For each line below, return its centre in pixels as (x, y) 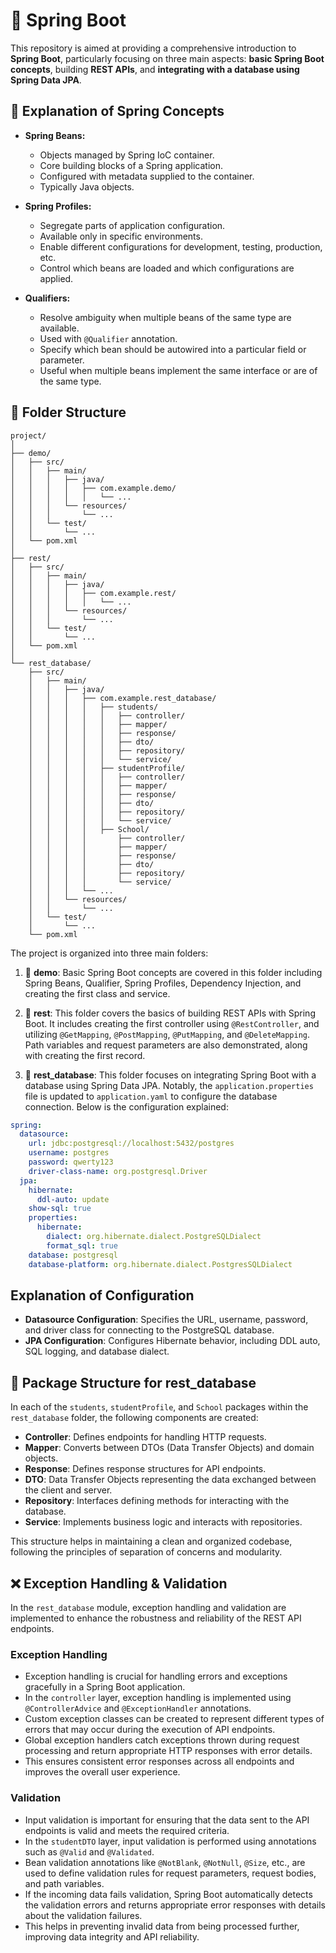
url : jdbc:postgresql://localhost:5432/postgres (131, 1144)
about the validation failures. (83, 1915)
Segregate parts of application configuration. (132, 225)
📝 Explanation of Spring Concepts (117, 111)
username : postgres (69, 1153)
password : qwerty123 (71, 1162)
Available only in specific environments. (121, 236)
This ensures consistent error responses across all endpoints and (159, 1761)
